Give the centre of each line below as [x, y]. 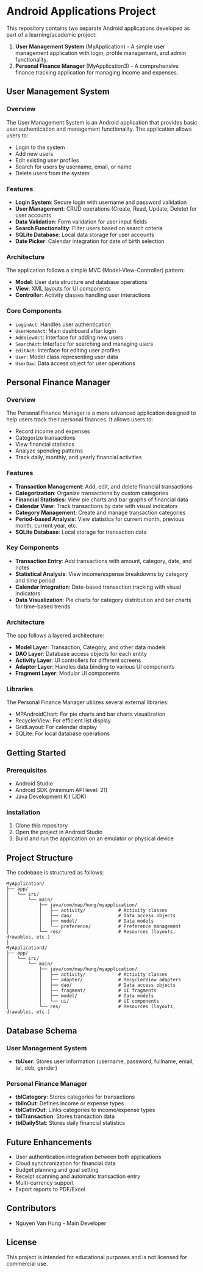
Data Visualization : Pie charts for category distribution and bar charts [103, 600]
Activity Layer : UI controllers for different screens [78, 660]
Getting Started [36, 753]
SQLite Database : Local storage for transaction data [81, 532]
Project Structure [40, 858]
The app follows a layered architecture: [55, 636]
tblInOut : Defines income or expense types [69, 1103]
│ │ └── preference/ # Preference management [94, 926]
